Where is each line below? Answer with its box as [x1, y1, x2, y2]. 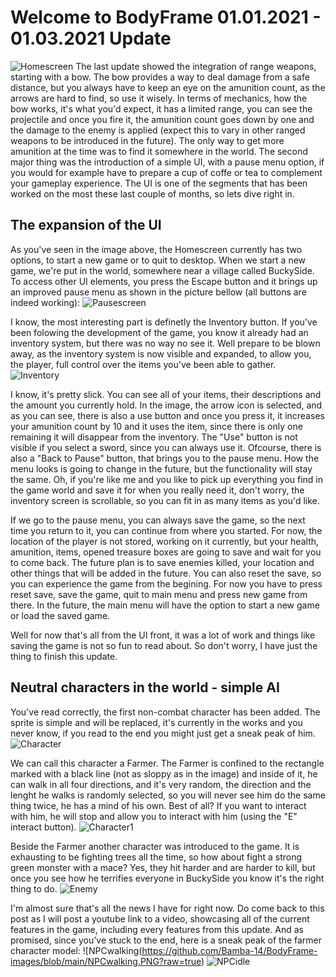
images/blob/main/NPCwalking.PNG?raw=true [10, 955, 202, 967]
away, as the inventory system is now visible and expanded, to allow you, [10, 347, 312, 360]
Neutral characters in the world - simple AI [10, 679, 280, 696]
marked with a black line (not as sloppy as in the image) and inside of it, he [10, 767, 318, 780]
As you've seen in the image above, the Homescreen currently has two [10, 243, 303, 255]
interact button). [10, 821, 77, 833]
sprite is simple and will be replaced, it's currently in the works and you [10, 716, 303, 728]
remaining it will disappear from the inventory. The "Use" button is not [10, 431, 298, 443]
